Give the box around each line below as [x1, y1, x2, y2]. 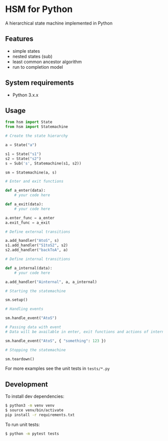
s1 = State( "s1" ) [5, 152, 41, 157]
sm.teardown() [5, 356, 35, 362]
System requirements [5, 79, 74, 87]
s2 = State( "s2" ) [5, 156, 41, 161]
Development [5, 380, 48, 388]
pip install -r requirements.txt [5, 412, 75, 417]
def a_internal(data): [5, 265, 52, 270]
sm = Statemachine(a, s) [5, 170, 57, 175]
